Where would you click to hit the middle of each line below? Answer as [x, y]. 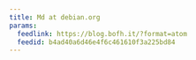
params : [23, 26]
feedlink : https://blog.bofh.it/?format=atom [102, 34]
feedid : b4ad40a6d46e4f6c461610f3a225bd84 [96, 42]
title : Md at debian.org [55, 17]
